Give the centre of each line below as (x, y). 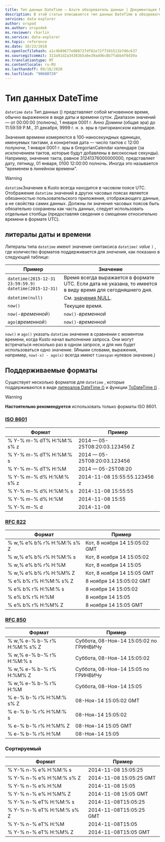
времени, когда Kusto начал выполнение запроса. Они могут (69, 339)
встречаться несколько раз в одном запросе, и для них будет (70, 344)
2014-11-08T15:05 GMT (119, 832)
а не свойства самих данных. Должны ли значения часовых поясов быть (82, 203)
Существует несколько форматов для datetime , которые (65, 382)
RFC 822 (15, 522)
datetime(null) (25, 298)
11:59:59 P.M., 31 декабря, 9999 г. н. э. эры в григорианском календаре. (80, 127)
